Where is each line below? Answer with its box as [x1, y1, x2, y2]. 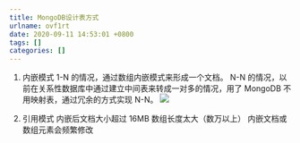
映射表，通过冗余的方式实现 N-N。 [30, 95, 159, 105]
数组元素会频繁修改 [21, 124, 94, 135]
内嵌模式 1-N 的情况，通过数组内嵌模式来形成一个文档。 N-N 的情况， [21, 72, 279, 83]
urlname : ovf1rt [9, 21, 70, 30]
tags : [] [9, 38, 42, 47]
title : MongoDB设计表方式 [9, 13, 99, 22]
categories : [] [9, 46, 66, 55]
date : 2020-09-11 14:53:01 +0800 [9, 29, 134, 38]
